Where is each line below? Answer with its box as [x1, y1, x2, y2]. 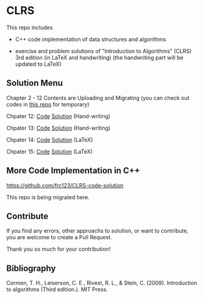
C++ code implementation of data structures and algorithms [15, 35, 166, 43]
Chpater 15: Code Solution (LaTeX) [6, 147, 93, 155]
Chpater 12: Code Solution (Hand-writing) [6, 112, 111, 119]
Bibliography [6, 263, 56, 273]
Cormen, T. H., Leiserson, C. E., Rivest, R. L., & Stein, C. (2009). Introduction [6, 280, 198, 287]
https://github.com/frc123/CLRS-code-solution [6, 181, 124, 189]
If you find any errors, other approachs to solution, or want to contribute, [6, 227, 189, 234]
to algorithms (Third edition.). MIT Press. [6, 286, 108, 293]
